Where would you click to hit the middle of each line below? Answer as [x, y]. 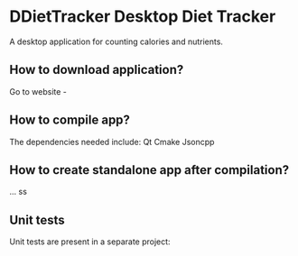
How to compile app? [70, 120]
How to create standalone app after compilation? [149, 170]
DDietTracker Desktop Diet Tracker [143, 17]
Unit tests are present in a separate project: [90, 242]
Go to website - [38, 91]
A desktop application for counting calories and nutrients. [116, 41]
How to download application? [97, 70]
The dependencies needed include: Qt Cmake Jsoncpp [112, 142]
